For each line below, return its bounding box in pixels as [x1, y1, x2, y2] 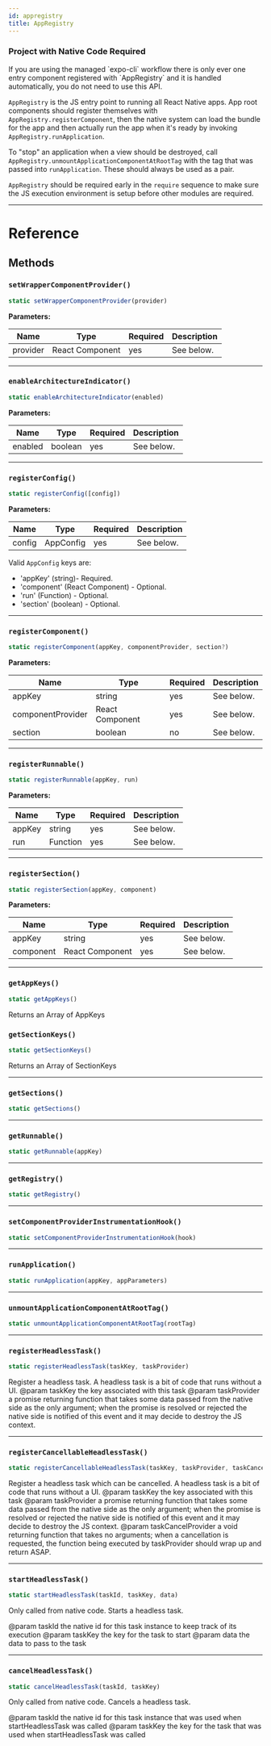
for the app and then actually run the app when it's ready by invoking [8, 123, 238, 132]
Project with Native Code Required [8, 46, 147, 57]
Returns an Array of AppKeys [8, 1010, 106, 1020]
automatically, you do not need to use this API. [8, 82, 163, 91]
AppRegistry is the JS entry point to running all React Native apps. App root [8, 97, 258, 107]
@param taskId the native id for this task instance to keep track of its [8, 1622, 237, 1631]
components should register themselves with [8, 106, 158, 115]
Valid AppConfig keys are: [8, 558, 92, 567]
